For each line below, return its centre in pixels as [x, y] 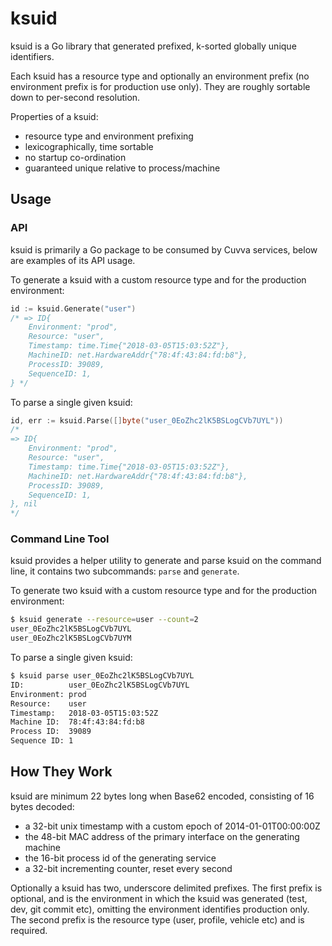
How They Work [61, 772]
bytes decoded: [42, 806]
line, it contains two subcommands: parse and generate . [125, 571]
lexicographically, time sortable [89, 146]
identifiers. [32, 56]
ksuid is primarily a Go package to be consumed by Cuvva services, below [164, 249]
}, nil [24, 504]
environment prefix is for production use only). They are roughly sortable [160, 86]
